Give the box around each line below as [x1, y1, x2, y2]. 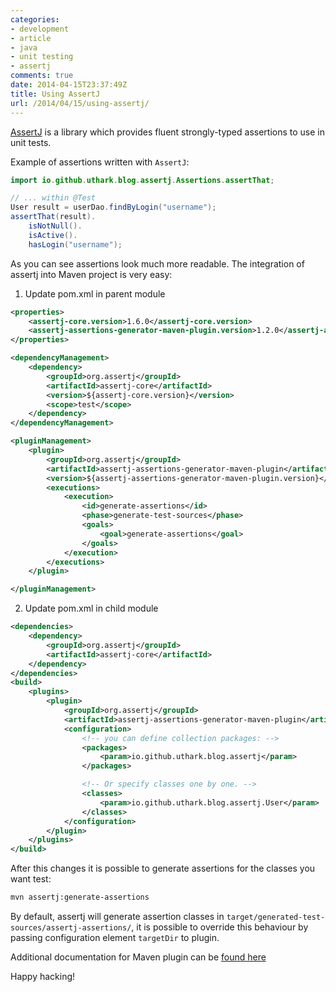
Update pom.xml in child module [24, 602, 159, 615]
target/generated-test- [226, 912, 326, 922]
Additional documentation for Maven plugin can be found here [10, 951, 267, 963]
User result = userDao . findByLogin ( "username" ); [10, 202, 217, 213]
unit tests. [10, 136, 52, 148]
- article [10, 33, 52, 43]
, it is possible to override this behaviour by [131, 921, 309, 933]
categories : [10, 14, 60, 25]
